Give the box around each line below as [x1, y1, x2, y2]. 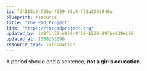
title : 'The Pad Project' [6, 20, 70, 25]
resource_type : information [6, 42, 76, 48]
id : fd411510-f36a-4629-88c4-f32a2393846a [6, 8, 113, 15]
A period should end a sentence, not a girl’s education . [6, 57, 142, 65]
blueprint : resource [6, 14, 57, 20]
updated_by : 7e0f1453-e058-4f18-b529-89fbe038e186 [6, 31, 134, 37]
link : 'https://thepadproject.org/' [6, 25, 97, 31]
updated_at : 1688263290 [6, 36, 65, 42]
